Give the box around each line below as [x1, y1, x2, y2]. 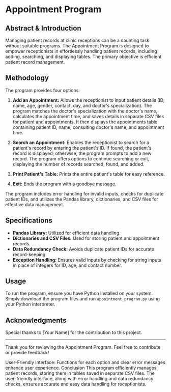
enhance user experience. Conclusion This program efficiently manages [5, 365, 157, 371]
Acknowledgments [5, 316, 67, 324]
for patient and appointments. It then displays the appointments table [12, 119, 158, 125]
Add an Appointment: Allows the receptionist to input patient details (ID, [12, 97, 165, 103]
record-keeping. [12, 251, 47, 258]
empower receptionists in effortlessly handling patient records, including [5, 48, 157, 54]
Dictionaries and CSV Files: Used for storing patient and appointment [12, 235, 159, 241]
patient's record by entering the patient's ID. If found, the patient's [12, 145, 152, 151]
